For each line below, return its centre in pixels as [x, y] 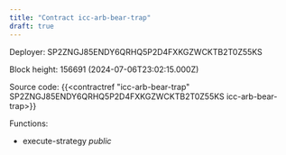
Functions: [29, 123]
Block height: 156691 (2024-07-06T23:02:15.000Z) [104, 69]
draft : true [32, 26]
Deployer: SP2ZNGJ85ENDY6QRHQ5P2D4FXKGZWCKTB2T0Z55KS [136, 51]
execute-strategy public [67, 141]
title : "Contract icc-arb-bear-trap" [80, 18]
